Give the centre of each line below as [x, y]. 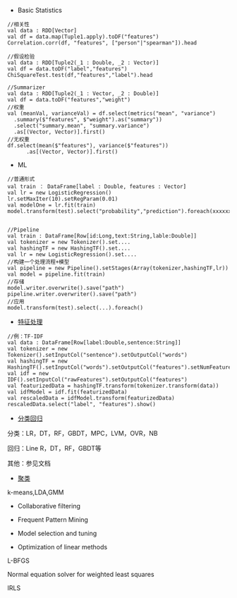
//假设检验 [21, 56]
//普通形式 [21, 179]
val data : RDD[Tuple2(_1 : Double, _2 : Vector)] [83, 63]
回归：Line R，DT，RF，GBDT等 [55, 448]
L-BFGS [19, 561]
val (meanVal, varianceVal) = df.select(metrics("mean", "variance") [112, 114]
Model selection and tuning [57, 533]
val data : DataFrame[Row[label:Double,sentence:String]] [94, 343]
